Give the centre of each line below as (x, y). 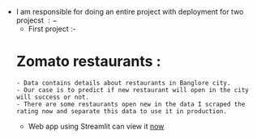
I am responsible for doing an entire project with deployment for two (130, 12)
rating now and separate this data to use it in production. (122, 111)
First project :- (52, 29)
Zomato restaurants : (88, 62)
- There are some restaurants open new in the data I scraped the (131, 104)
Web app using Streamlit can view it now (96, 126)
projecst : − (36, 20)
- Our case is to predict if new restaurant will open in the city (132, 90)
